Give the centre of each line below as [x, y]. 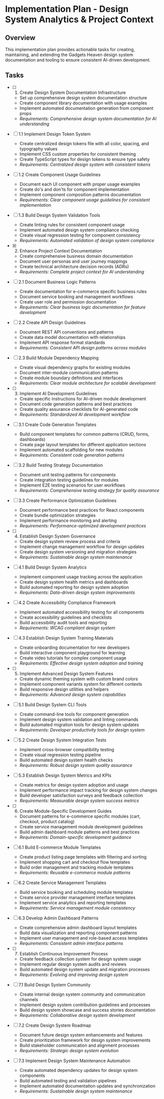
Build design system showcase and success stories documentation [87, 1010]
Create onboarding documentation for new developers [75, 647]
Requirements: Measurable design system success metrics [79, 800]
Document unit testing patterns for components [68, 474]
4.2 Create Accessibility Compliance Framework [67, 602]
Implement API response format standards [62, 342]
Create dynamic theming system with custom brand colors [79, 679]
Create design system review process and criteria [70, 541]
